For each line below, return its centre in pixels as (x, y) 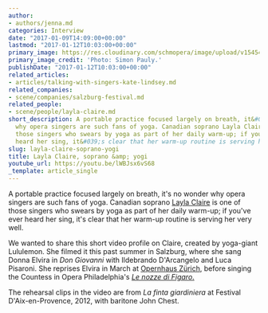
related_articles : (39, 75)
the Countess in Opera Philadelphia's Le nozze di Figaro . (102, 277)
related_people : (35, 104)
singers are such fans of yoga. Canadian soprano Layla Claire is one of (124, 202)
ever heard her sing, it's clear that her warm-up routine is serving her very (130, 219)
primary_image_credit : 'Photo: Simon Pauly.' (85, 61)
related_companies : (41, 90)
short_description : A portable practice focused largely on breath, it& (132, 119)
